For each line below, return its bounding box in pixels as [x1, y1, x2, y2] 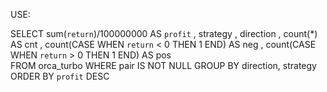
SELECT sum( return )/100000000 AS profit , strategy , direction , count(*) [10, 28, 318, 39]
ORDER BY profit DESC [10, 70, 110, 82]
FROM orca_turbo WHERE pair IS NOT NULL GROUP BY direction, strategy [10, 60, 317, 71]
